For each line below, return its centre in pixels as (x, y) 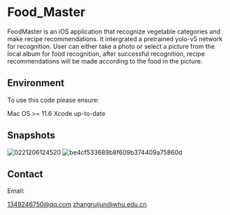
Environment (36, 83)
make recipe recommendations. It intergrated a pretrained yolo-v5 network (115, 38)
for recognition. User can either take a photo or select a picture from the (111, 46)
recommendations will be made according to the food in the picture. (105, 61)
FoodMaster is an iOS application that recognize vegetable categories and (114, 31)
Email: (16, 191)
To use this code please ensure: (53, 100)
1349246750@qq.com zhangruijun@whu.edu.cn (77, 205)
